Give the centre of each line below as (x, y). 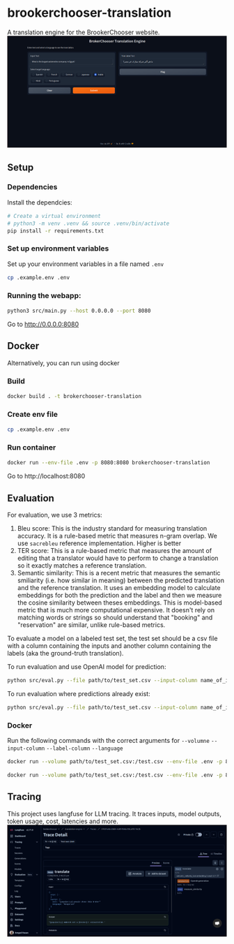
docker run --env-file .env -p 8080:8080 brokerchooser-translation (109, 463)
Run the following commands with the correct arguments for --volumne (109, 740)
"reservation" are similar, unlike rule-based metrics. (91, 625)
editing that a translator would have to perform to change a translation (118, 558)
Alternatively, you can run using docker (63, 363)
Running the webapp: (44, 295)
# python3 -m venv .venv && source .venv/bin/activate (88, 223)
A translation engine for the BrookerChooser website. (84, 32)
